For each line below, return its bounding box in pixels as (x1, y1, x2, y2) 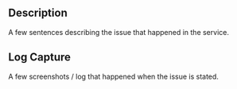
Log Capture (8, 51, 72, 64)
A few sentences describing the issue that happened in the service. (8, 27, 229, 37)
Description (8, 6, 68, 20)
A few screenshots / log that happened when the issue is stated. (8, 72, 219, 81)
